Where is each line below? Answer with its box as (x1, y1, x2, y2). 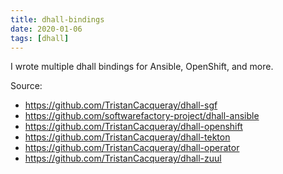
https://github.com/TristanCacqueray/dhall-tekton (24, 131, 231, 143)
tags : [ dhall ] (10, 33, 70, 43)
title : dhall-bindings (10, 14, 105, 25)
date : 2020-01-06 (10, 24, 83, 34)
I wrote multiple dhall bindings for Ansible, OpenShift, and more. (10, 61, 274, 73)
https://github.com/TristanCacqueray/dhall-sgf (24, 99, 218, 111)
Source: (10, 80, 43, 92)
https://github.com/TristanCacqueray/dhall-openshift (24, 121, 243, 133)
